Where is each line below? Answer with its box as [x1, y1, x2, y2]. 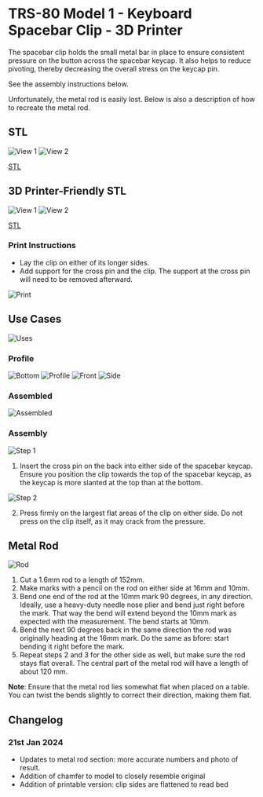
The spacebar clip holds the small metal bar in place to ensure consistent [8, 47, 245, 57]
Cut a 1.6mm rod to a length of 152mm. [19, 575, 145, 585]
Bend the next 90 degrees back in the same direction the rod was [19, 625, 232, 634]
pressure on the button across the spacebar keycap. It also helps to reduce [8, 56, 251, 65]
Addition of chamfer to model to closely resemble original [19, 771, 206, 781]
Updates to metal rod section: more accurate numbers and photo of [19, 755, 239, 764]
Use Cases [8, 313, 62, 326]
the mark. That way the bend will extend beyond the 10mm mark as [19, 609, 237, 618]
